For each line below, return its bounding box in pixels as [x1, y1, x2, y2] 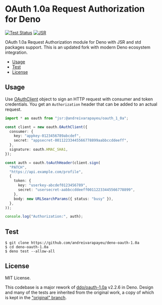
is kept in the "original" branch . [5, 294, 67, 300]
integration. [5, 49, 28, 55]
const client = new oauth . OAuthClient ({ [5, 125, 88, 129]
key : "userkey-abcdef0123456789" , [17, 183, 88, 188]
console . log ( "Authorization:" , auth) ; [5, 214, 83, 219]
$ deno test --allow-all [5, 249, 55, 254]
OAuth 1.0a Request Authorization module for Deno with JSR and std [5, 39, 141, 45]
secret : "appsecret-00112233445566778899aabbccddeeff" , [14, 138, 129, 143]
